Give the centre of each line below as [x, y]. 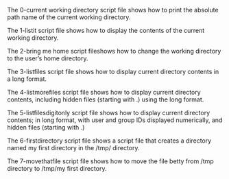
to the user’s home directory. [48, 58]
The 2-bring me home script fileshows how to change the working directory [114, 51]
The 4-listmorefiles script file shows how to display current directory [104, 92]
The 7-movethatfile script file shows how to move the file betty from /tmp [110, 161]
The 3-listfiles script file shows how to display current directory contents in [113, 72]
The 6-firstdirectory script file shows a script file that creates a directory [109, 141]
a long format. [27, 79]
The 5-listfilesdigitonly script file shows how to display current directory [109, 113]
